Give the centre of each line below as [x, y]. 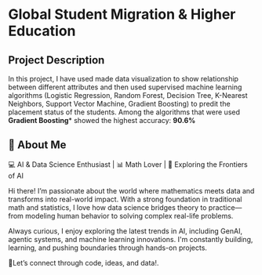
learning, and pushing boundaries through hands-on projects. [108, 248]
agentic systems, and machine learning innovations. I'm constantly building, [131, 239]
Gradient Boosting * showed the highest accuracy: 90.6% [102, 120]
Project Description [56, 60]
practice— [225, 207]
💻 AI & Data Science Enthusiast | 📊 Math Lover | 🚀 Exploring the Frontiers [128, 164]
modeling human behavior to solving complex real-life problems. [129, 215]
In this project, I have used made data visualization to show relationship [124, 79]
